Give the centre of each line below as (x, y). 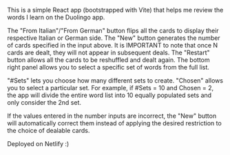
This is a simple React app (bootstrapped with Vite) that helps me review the (115, 10)
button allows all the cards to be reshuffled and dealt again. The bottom (108, 60)
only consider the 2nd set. (44, 102)
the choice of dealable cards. (49, 131)
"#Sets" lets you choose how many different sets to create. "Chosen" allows (115, 81)
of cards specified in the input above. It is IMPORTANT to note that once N (113, 45)
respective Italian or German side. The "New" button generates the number (114, 38)
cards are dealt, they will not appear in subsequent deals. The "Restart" (108, 52)
